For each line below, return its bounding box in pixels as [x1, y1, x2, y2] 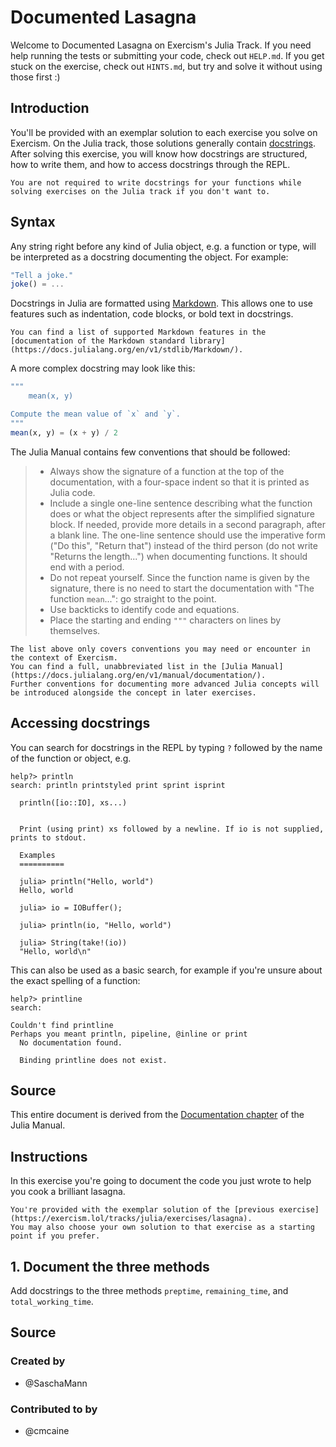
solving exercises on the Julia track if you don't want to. [10, 186, 271, 196]
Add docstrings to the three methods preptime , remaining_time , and [10, 1284, 289, 1296]
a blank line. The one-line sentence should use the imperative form [49, 529, 326, 541]
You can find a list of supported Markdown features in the [10, 327, 267, 338]
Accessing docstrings [10, 715, 151, 732]
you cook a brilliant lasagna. [10, 1186, 126, 1198]
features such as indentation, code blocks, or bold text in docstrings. [10, 308, 294, 320]
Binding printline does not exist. [19, 1055, 168, 1065]
